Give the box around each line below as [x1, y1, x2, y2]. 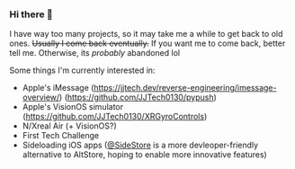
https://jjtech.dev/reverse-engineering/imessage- [94, 83, 277, 93]
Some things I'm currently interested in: [9, 65, 156, 76]
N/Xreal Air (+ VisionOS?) [22, 120, 117, 131]
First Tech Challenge [22, 130, 100, 141]
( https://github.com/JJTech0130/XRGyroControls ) [22, 111, 208, 122]
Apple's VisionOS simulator [22, 102, 124, 112]
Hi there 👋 [9, 8, 54, 21]
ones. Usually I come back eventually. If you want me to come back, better [9, 38, 286, 49]
